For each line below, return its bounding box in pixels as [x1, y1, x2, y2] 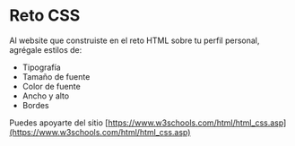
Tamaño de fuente [22, 71, 91, 82]
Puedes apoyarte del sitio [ [9, 117, 108, 128]
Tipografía [22, 62, 61, 73]
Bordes [22, 99, 49, 110]
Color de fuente [22, 81, 81, 91]
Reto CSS [9, 5, 81, 26]
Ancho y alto [22, 90, 70, 101]
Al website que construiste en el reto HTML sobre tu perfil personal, [9, 35, 260, 46]
